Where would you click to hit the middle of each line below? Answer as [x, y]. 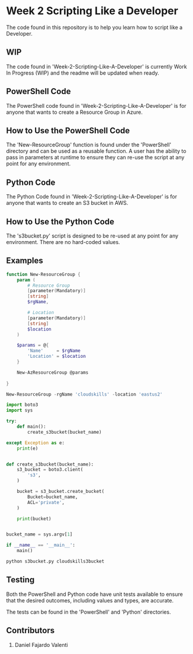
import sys [20, 411]
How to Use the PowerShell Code [68, 131]
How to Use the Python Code [60, 221]
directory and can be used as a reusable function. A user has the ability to [96, 151]
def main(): [31, 427]
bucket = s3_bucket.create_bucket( [61, 492]
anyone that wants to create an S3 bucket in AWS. [67, 203]
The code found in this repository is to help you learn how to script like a [94, 27]
